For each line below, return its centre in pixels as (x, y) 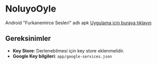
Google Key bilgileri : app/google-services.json (62, 56)
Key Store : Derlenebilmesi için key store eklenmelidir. (68, 50)
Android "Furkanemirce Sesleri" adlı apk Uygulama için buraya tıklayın (78, 23)
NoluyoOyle (31, 9)
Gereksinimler (28, 39)
